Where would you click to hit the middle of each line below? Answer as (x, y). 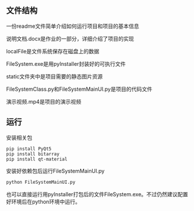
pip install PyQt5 (29, 149)
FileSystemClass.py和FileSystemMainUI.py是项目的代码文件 (79, 89)
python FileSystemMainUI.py (41, 182)
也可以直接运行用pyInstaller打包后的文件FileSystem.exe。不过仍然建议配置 (97, 194)
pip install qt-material (37, 159)
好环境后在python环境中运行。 (43, 202)
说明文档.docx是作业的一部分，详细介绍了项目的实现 (70, 39)
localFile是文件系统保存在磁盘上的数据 (53, 51)
